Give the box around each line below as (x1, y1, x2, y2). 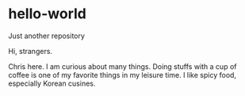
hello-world (8, 5, 87, 23)
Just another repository (8, 31, 86, 40)
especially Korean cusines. (8, 79, 96, 88)
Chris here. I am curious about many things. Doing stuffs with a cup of (8, 61, 237, 71)
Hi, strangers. (8, 46, 53, 56)
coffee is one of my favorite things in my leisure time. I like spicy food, (8, 70, 236, 79)
